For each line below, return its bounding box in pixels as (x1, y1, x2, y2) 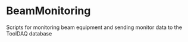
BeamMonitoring (6, 4, 91, 18)
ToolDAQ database (6, 30, 52, 37)
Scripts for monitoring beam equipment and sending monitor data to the (6, 24, 183, 31)
